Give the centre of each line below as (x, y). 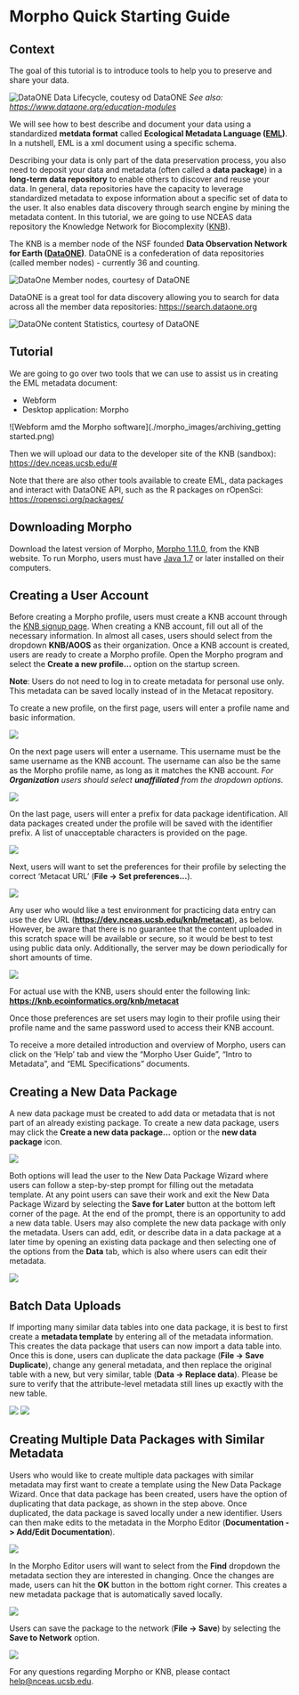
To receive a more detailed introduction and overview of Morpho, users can (148, 1045)
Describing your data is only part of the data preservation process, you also (148, 160)
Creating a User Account (79, 595)
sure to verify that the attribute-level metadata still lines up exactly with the (146, 1384)
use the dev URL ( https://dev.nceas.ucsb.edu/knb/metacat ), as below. (141, 920)
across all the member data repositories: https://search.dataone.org (133, 306)
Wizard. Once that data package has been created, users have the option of (148, 1494)
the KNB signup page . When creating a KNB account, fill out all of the (136, 626)
